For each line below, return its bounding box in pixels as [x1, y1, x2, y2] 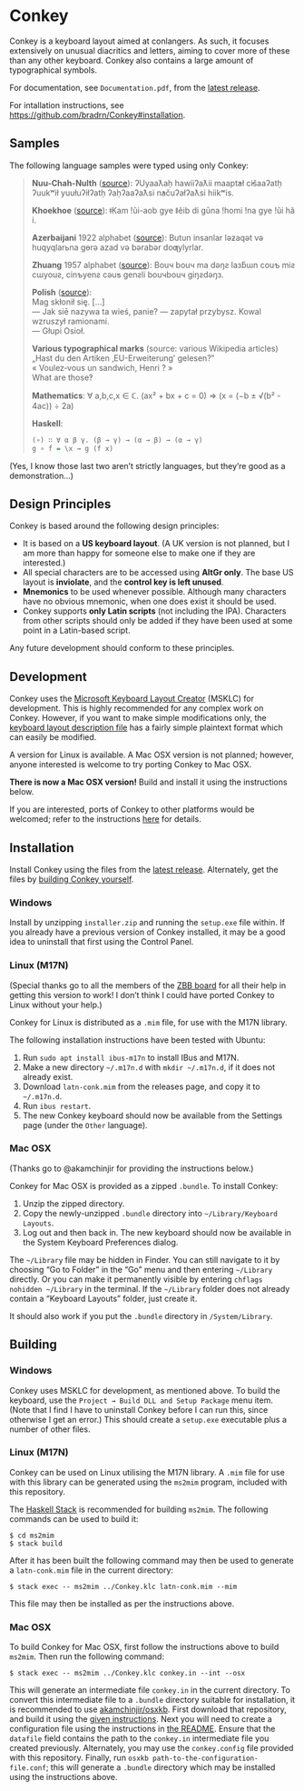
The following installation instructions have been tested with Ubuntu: [9, 1034, 266, 1046]
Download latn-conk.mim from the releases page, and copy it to [22, 1081, 260, 1092]
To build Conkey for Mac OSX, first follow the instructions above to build [9, 1642, 279, 1653]
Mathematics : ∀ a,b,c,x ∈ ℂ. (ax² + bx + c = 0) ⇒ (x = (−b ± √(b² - [31, 390, 281, 401]
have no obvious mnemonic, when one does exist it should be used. [22, 596, 277, 607]
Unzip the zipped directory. [22, 1197, 125, 1209]
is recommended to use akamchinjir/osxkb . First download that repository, [9, 1704, 288, 1715]
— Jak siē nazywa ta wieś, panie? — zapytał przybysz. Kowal [31, 305, 261, 316]
